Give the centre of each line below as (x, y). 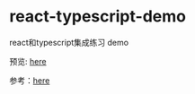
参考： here (30, 80)
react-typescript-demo (98, 17)
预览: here (28, 61)
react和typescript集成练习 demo (69, 42)
